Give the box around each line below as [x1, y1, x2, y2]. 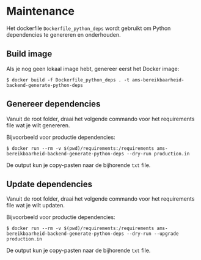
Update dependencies [6, 179, 93, 189]
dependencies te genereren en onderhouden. [6, 31, 121, 38]
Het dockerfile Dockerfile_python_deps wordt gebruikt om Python [6, 24, 171, 32]
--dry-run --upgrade [126, 231, 179, 237]
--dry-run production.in [126, 150, 190, 157]
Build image [6, 49, 53, 59]
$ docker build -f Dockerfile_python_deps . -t [6, 76, 130, 83]
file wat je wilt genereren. [6, 121, 70, 129]
